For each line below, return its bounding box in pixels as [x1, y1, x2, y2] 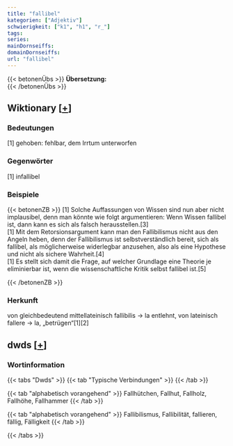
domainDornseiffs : [7, 49, 61, 56]
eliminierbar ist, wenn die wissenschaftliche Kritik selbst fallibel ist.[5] [7, 265, 207, 273]
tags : [7, 29, 23, 37]
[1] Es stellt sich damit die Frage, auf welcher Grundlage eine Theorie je [7, 257, 212, 266]
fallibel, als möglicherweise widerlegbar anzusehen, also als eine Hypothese [7, 243, 226, 251]
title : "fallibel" [7, 10, 61, 17]
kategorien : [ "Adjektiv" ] [7, 17, 82, 24]
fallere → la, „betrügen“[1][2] [7, 318, 89, 328]
